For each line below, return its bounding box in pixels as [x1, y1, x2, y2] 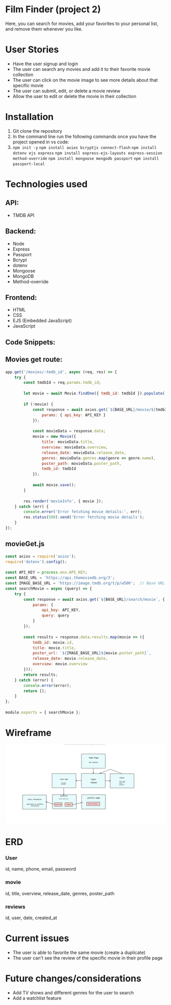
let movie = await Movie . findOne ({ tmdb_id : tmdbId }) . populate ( [23, 391, 165, 396]
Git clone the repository [12, 128, 63, 134]
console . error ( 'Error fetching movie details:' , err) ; [23, 509, 142, 514]
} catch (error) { [14, 677, 53, 682]
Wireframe [5, 727, 52, 739]
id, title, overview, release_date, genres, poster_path [5, 890, 115, 896]
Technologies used [5, 179, 88, 190]
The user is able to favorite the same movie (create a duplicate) [12, 949, 146, 955]
